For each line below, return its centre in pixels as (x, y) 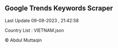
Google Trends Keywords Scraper (59, 8)
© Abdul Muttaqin (23, 40)
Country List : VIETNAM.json (34, 30)
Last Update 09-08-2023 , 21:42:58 (42, 20)
